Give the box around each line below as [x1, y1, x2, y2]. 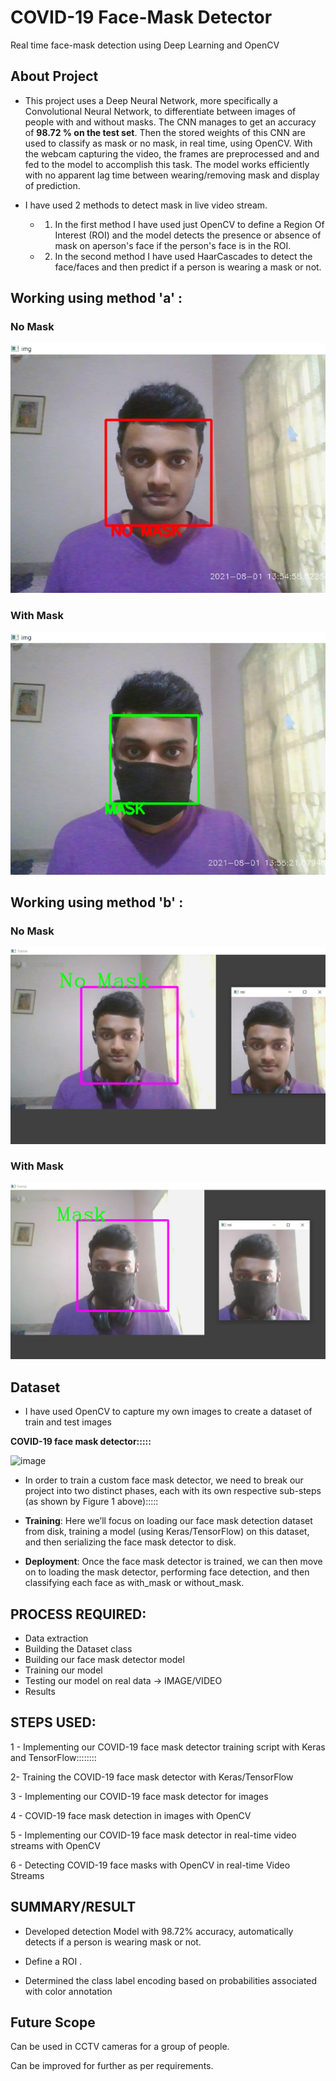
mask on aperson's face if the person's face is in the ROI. [54, 239, 292, 251]
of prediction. [24, 179, 81, 191]
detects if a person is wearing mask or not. [24, 1936, 202, 1948]
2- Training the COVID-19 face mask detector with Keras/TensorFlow [10, 1771, 294, 1783]
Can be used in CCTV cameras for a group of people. [10, 2041, 230, 2053]
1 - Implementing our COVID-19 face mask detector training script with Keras [10, 1741, 326, 1753]
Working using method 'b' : [10, 894, 184, 911]
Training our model [24, 1664, 103, 1676]
